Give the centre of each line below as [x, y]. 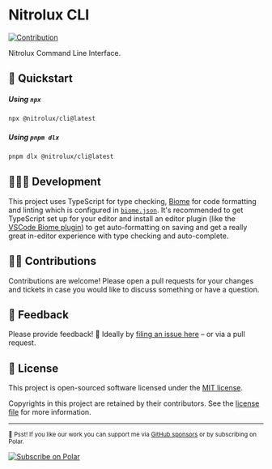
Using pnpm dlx [34, 137]
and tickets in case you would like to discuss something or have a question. [134, 289]
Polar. [16, 442]
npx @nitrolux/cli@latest [52, 119]
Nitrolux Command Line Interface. [65, 53]
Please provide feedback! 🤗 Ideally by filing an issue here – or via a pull [127, 335]
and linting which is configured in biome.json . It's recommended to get [126, 210]
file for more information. [50, 412]
